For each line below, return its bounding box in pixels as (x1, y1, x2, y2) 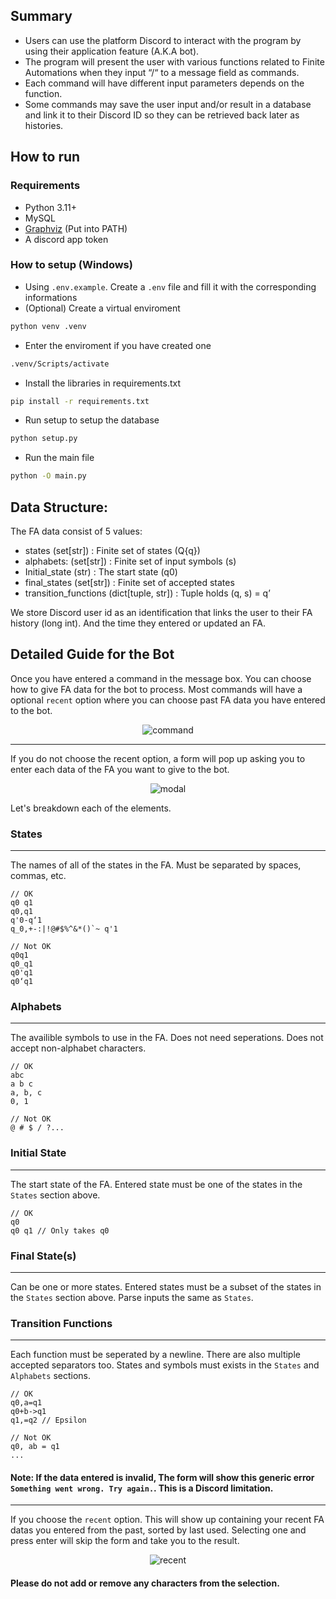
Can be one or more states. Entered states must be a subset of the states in (10, 1280, 322, 1293)
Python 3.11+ (24, 201, 78, 213)
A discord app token (24, 233, 109, 245)
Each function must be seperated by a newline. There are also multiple (10, 1349, 301, 1361)
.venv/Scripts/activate (10, 359, 110, 369)
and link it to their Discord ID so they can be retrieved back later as (24, 109, 300, 121)
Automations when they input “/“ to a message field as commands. (24, 66, 300, 78)
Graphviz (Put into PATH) (24, 222, 128, 234)
